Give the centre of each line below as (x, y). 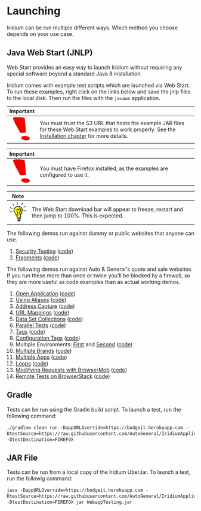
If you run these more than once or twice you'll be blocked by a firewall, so (98, 275)
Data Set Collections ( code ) (49, 319)
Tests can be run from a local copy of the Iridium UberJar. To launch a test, (99, 472)
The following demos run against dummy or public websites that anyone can (101, 233)
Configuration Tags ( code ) (48, 338)
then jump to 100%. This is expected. (78, 215)
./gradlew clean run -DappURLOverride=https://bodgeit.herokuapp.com (95, 427)
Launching (34, 11)
